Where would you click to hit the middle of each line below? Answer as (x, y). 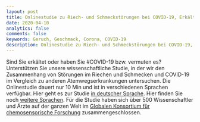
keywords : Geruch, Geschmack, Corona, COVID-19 (66, 39)
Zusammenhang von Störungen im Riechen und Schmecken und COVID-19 (98, 74)
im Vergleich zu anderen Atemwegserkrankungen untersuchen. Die (88, 80)
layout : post (22, 12)
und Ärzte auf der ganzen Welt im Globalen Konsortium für (78, 106)
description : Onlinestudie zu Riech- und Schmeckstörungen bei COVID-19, (100, 45)
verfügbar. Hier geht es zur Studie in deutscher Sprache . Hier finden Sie (95, 93)
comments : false (26, 34)
